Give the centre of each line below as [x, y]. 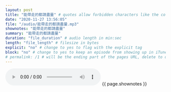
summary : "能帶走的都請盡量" [33, 33]
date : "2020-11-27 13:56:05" [36, 19]
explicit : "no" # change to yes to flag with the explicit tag [74, 48]
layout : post [19, 10]
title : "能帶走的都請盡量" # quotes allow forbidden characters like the [82, 15]
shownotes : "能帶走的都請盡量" [35, 29]
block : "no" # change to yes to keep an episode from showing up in [79, 52]
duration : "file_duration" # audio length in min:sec [64, 38]
